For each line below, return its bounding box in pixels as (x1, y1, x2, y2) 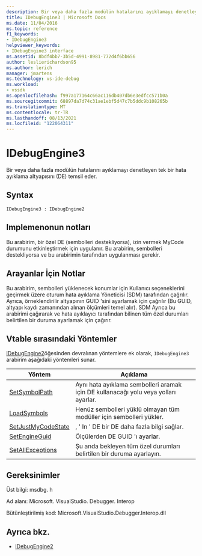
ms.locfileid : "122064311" (6, 121, 74, 127)
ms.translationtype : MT (6, 103, 66, 110)
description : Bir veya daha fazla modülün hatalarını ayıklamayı (6, 8, 173, 15)
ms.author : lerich (6, 64, 52, 71)
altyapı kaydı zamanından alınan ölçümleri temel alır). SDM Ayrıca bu (6, 304, 176, 311)
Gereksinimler (6, 470, 61, 480)
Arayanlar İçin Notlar (6, 269, 85, 279)
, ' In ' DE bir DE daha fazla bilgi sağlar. (75, 423, 184, 431)
